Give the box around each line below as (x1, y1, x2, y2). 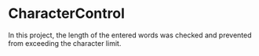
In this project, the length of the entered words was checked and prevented (8, 30, 253, 40)
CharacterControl (8, 5, 126, 23)
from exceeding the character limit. (8, 38, 122, 47)
